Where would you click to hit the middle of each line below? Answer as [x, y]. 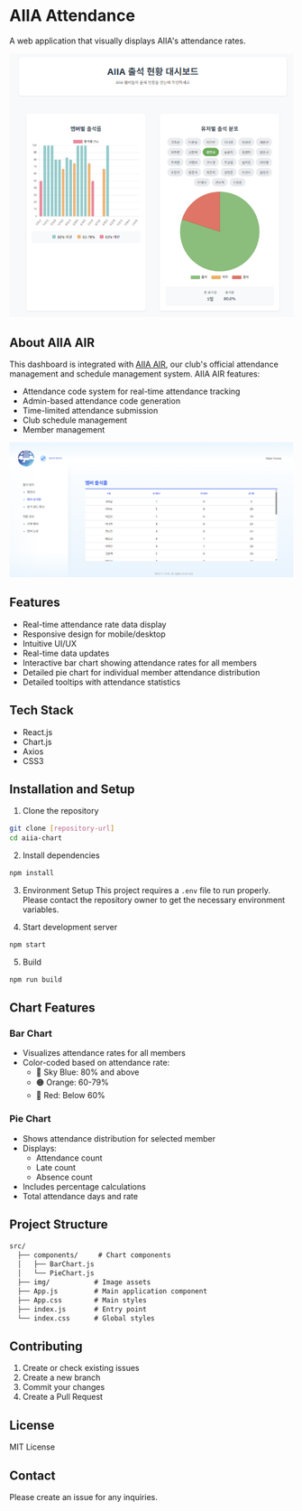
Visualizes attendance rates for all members [104, 1053]
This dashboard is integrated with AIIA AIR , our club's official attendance [144, 364]
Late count [56, 1167]
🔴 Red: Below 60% [70, 1096]
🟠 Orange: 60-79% [73, 1082]
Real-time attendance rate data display [94, 624]
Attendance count [69, 1158]
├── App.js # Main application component [112, 1292]
